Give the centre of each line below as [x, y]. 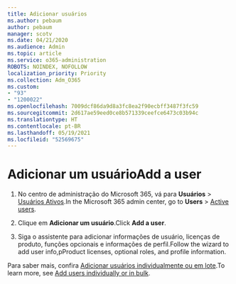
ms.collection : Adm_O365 [44, 80]
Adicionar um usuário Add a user [104, 174]
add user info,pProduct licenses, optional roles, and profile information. [122, 252]
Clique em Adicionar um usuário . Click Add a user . [92, 223]
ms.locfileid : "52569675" [45, 139]
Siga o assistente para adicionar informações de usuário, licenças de [119, 237]
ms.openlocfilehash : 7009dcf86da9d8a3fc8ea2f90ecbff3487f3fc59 [103, 106]
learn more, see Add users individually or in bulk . [79, 273]
